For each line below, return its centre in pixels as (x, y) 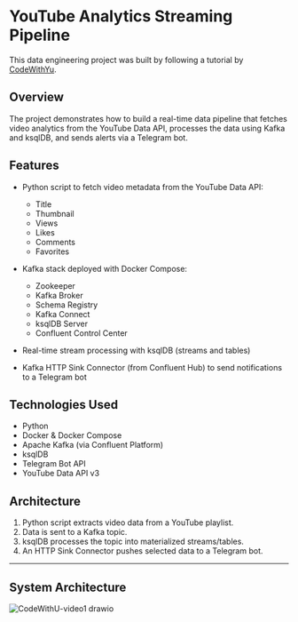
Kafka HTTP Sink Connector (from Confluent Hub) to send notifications (152, 367)
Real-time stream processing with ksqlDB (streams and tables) (136, 350)
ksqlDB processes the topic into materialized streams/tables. (133, 542)
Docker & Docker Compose (72, 435)
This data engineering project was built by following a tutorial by (126, 60)
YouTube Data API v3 (61, 474)
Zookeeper (55, 285)
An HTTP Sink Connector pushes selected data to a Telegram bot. (142, 551)
